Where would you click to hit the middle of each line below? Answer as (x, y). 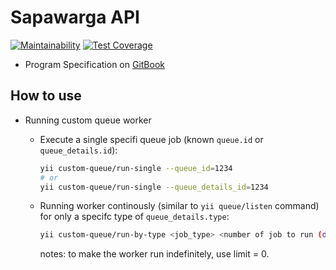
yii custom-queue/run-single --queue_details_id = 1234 (154, 187)
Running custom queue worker (88, 120)
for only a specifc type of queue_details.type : (134, 217)
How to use (46, 96)
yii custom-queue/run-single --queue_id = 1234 (136, 168)
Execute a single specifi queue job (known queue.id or (151, 139)
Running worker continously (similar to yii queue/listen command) (179, 206)
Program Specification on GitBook (95, 64)
